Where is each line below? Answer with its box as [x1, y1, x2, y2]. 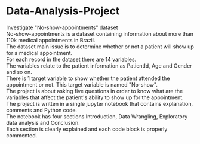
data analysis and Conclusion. [6, 119, 80, 126]
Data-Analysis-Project [6, 4, 120, 18]
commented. [6, 131, 38, 139]
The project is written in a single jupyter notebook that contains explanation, [6, 100, 193, 107]
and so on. [6, 68, 33, 75]
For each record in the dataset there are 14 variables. [6, 56, 137, 63]
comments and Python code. [6, 106, 78, 114]
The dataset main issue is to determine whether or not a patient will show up [6, 43, 194, 50]
